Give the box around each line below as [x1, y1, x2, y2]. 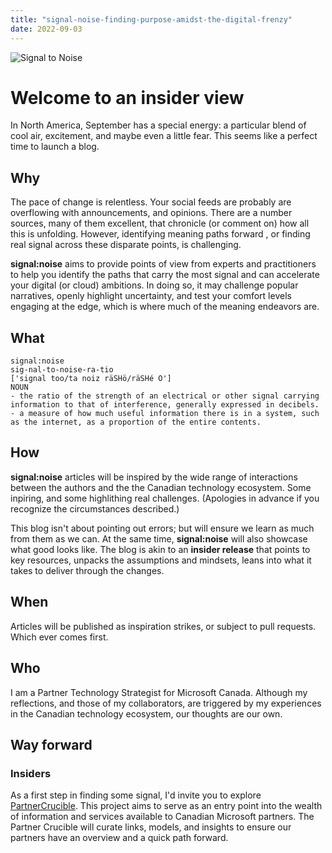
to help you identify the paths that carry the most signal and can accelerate [10, 269, 320, 281]
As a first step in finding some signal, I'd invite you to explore [10, 789, 262, 801]
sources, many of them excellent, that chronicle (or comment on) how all [10, 217, 310, 230]
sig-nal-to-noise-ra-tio [10, 365, 114, 375]
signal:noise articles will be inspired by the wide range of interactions [10, 471, 298, 483]
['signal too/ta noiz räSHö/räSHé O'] [10, 374, 172, 384]
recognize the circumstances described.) [10, 502, 180, 515]
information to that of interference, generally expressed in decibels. [10, 400, 320, 410]
